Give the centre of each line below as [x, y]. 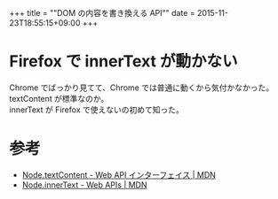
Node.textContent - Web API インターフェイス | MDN [119, 174]
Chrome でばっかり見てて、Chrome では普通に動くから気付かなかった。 [141, 88]
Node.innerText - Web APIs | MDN [85, 185]
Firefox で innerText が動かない [123, 61]
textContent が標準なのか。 [59, 98]
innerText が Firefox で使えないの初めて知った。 [97, 110]
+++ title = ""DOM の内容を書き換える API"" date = [102, 13]
